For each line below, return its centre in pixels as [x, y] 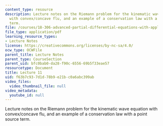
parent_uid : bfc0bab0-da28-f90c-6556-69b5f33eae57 [57, 63]
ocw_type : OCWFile [24, 50]
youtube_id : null [27, 95]
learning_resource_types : [31, 37]
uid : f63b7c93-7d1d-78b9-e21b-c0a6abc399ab [50, 77]
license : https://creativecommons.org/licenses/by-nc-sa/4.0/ [69, 46]
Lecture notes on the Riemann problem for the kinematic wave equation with [81, 109]
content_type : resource [29, 9]
